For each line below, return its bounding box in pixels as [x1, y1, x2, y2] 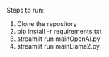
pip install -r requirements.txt [16, 27, 102, 35]
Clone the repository [16, 20, 77, 27]
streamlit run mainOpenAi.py [16, 34, 101, 43]
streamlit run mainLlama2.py [16, 42, 101, 50]
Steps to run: [6, 6, 45, 14]
